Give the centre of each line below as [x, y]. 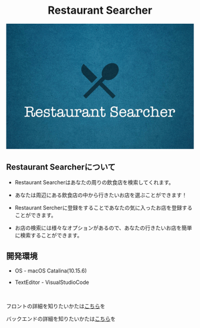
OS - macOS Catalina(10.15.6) [51, 271]
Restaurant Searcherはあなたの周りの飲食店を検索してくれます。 [94, 182]
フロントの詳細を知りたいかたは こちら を [56, 306]
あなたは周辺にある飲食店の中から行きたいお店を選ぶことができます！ [101, 195]
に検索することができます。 [49, 236]
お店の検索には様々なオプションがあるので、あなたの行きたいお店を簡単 [103, 228]
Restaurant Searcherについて [61, 167]
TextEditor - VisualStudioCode [52, 282]
